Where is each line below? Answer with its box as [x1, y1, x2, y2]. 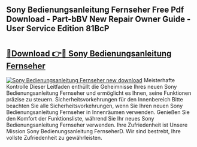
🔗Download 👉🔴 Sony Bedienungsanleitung [6, 48, 172, 59]
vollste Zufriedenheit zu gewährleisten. [6, 134, 103, 141]
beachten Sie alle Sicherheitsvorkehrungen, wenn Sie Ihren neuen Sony [6, 102, 183, 109]
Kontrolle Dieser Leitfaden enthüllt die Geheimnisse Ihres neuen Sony [6, 83, 177, 90]
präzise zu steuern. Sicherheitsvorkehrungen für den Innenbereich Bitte [6, 96, 184, 103]
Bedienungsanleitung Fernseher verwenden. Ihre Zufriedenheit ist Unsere [6, 121, 188, 128]
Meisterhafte [143, 77, 175, 83]
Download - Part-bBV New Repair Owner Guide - [6, 14, 191, 25]
